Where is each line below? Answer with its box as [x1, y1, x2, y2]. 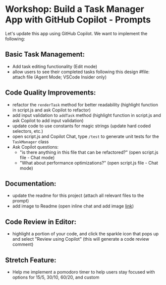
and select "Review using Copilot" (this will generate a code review [12, 236, 150, 242]
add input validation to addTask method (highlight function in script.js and [12, 112, 161, 118]
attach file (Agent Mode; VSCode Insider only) [12, 74, 107, 80]
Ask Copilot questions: [12, 144, 58, 150]
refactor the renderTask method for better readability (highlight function [12, 101, 159, 107]
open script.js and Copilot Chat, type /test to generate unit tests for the [12, 133, 160, 139]
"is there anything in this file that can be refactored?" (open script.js [19, 149, 159, 155]
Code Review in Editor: [5, 217, 77, 226]
